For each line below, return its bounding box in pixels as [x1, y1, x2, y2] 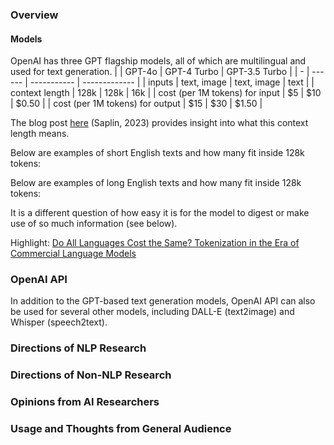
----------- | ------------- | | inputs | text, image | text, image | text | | [29, 76, 315, 88]
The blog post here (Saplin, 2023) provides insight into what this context [10, 117, 309, 129]
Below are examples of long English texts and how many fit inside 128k [10, 177, 302, 189]
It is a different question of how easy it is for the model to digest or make [10, 207, 310, 219]
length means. [10, 128, 70, 140]
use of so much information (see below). [10, 218, 178, 230]
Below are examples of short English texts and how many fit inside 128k [10, 147, 305, 159]
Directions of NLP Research [10, 341, 147, 355]
